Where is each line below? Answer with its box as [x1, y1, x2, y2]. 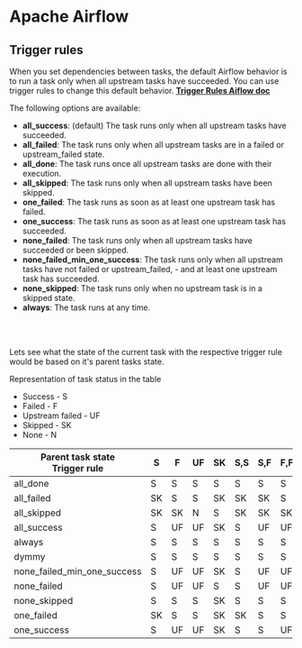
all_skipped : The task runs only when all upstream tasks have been [22, 178, 272, 188]
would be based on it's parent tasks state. [9, 356, 164, 367]
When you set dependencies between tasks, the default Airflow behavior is [9, 66, 288, 77]
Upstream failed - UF [22, 410, 101, 421]
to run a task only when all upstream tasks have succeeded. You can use [9, 76, 280, 87]
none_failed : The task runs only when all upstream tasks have [22, 235, 253, 245]
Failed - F [22, 401, 58, 411]
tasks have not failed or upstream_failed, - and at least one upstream [22, 264, 278, 274]
